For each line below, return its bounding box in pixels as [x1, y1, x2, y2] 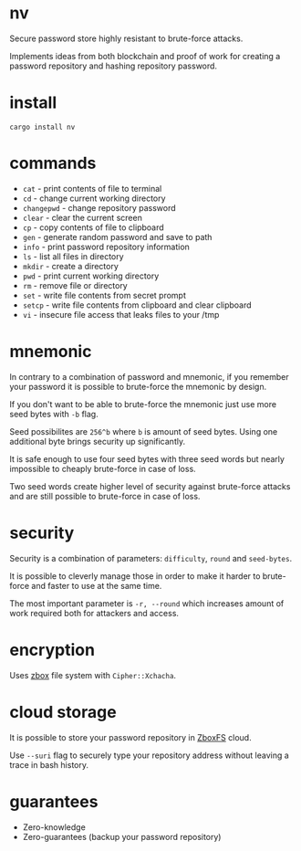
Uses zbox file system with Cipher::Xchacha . [9, 669, 176, 680]
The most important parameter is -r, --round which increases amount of [9, 597, 285, 609]
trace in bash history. [9, 759, 89, 770]
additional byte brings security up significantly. [9, 436, 185, 447]
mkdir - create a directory [22, 260, 119, 271]
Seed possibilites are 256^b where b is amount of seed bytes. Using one [9, 425, 278, 436]
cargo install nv [9, 122, 76, 131]
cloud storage [9, 701, 117, 722]
